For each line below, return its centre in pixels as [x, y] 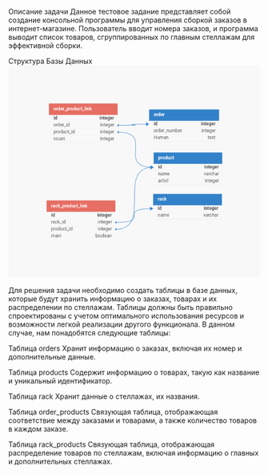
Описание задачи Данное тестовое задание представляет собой [120, 12]
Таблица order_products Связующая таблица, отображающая [113, 412]
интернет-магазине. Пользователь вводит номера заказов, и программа [133, 28]
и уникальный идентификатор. [60, 380]
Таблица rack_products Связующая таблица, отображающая [112, 444]
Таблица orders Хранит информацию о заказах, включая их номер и [125, 348]
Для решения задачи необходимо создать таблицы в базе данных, [123, 290]
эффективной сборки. [45, 46]
